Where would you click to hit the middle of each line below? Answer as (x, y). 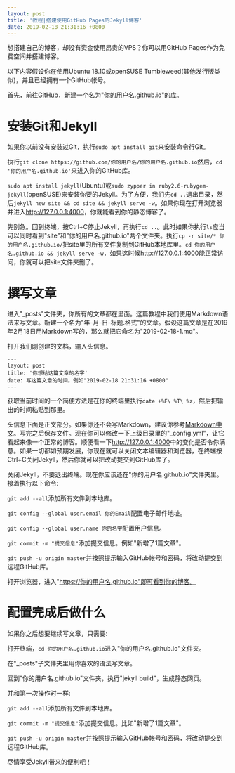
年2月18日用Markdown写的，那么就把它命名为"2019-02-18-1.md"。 (105, 332)
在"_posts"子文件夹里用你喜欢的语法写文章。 (72, 663)
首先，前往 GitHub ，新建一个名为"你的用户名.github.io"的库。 (95, 95)
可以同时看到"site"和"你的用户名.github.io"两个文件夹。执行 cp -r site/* (112, 235)
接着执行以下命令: (33, 483)
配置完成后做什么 (57, 613)
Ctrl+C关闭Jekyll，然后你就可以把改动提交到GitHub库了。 (90, 460)
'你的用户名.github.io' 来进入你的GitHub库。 (71, 171)
